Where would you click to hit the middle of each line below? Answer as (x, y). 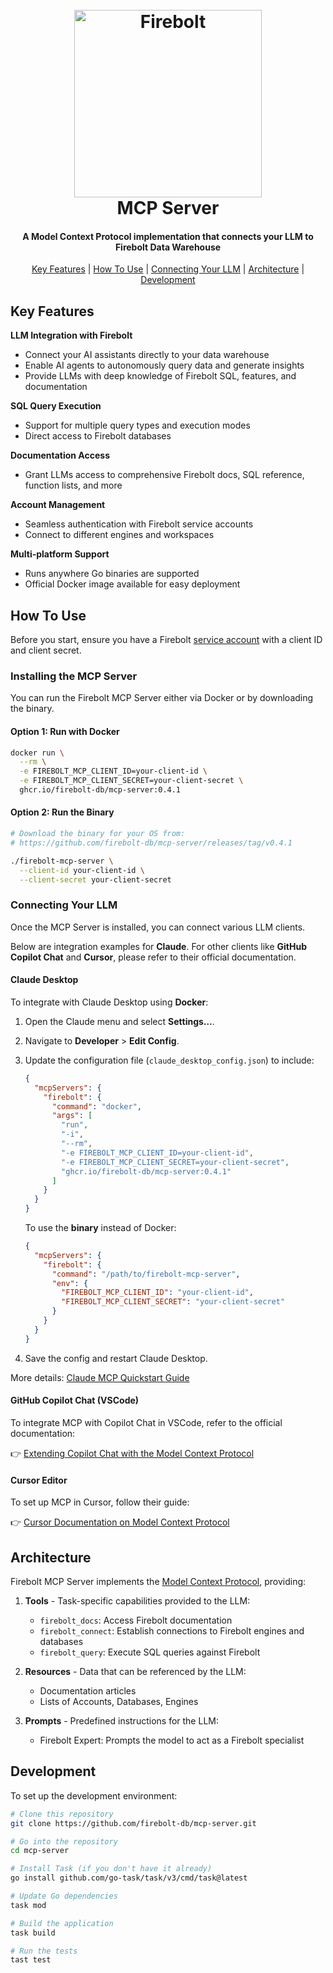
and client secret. (46, 650)
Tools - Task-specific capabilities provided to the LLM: (137, 1600)
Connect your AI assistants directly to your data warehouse (147, 355)
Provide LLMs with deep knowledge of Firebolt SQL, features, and (160, 376)
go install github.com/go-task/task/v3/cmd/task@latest (129, 1878)
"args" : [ (72, 1116)
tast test (31, 1960)
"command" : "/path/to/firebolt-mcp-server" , (146, 1274)
